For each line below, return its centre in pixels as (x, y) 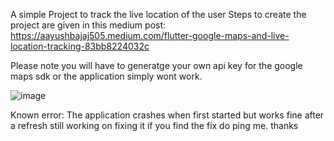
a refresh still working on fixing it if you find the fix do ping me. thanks (154, 125)
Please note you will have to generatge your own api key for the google (156, 65)
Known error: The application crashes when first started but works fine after (167, 115)
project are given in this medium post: (88, 25)
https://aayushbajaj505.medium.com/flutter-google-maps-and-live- (150, 35)
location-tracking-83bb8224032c (80, 46)
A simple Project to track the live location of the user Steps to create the (158, 14)
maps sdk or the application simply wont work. (106, 76)
